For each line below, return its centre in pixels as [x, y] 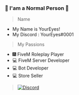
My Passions [31, 44]
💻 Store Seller [27, 76]
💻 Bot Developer [30, 68]
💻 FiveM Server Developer [41, 60]
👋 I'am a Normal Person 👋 [37, 8]
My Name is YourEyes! [36, 29]
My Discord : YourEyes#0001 [43, 35]
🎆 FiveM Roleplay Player [38, 54]
